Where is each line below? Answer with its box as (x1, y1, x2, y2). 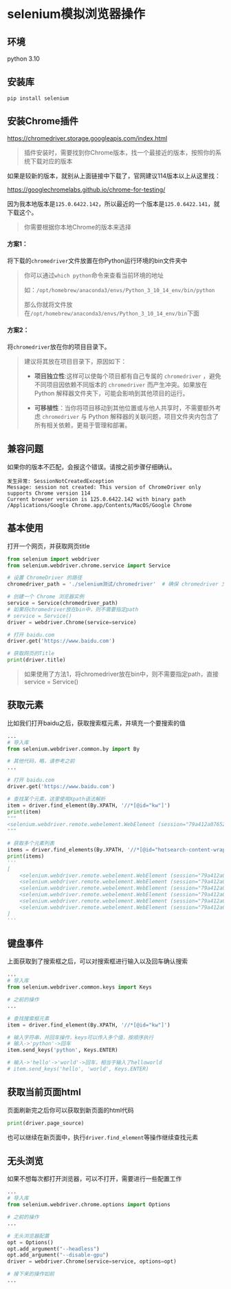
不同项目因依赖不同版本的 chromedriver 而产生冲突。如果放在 (34, 380, 208, 389)
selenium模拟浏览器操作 (7, 6, 146, 22)
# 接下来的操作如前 (7, 1270, 55, 1278)
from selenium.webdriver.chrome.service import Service (7, 562, 170, 569)
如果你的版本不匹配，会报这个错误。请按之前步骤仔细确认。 (7, 462, 176, 471)
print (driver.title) (7, 657, 67, 663)
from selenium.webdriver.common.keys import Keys (7, 984, 153, 991)
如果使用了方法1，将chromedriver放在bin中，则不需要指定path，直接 (23, 670, 219, 679)
